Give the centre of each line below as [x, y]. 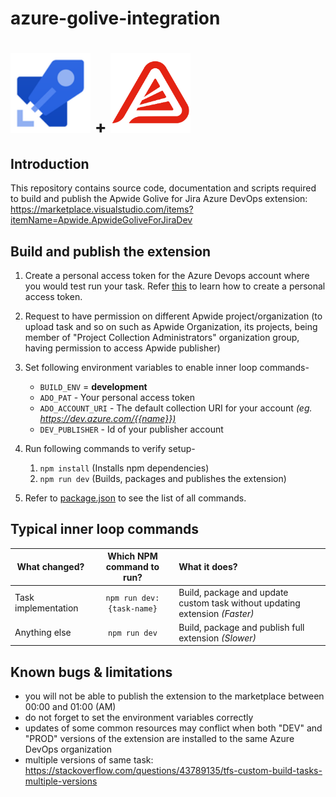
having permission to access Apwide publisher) [122, 348]
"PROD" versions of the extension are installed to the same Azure [159, 739]
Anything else [43, 633]
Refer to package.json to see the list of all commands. [135, 498]
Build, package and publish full [241, 627]
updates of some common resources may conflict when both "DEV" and [173, 728]
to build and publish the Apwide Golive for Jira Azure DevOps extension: [159, 199]
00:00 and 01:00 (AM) [70, 707]
